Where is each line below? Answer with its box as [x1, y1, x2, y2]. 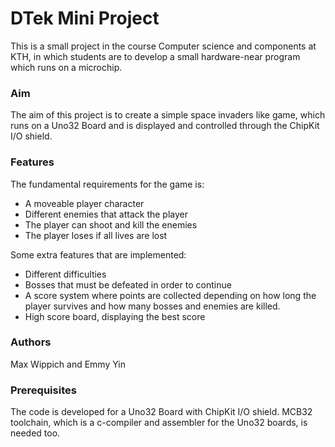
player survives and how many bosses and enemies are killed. [24, 300, 281, 312]
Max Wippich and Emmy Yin [10, 358, 126, 370]
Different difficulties [24, 268, 107, 280]
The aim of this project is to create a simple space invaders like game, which [10, 109, 326, 121]
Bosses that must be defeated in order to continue [24, 278, 232, 291]
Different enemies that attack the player [24, 208, 188, 220]
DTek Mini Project [10, 7, 160, 30]
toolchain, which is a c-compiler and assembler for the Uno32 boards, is [10, 417, 308, 429]
